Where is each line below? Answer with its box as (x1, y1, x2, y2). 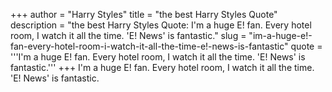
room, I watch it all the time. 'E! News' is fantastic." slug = (10, 30, 247, 41)
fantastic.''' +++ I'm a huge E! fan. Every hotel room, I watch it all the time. (10, 62, 315, 73)
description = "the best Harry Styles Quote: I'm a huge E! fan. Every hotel (10, 19, 312, 31)
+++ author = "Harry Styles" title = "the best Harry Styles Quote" (10, 9, 278, 20)
